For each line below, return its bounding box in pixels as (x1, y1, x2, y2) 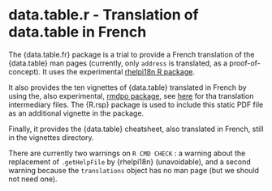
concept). (8, 66, 41, 76)
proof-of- (229, 58, 261, 68)
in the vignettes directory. (8, 132, 95, 142)
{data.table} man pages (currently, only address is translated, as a (8, 58, 228, 68)
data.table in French (8, 23, 147, 41)
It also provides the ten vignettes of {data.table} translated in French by (8, 83, 247, 92)
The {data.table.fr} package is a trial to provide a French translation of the (8, 49, 255, 59)
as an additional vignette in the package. (8, 108, 145, 118)
